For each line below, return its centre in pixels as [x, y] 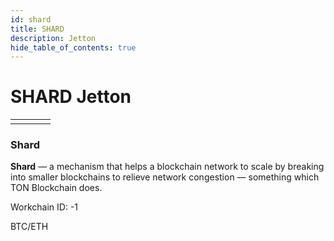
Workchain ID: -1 [44, 207]
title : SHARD [37, 29]
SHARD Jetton [71, 97]
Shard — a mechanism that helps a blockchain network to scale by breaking [167, 167]
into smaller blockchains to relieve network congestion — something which [165, 177]
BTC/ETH [29, 227]
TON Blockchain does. [56, 188]
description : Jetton [53, 38]
